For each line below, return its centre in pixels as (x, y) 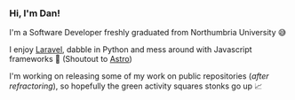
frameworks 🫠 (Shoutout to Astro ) (71, 59)
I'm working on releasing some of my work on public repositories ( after (139, 76)
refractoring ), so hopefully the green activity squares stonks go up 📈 (136, 86)
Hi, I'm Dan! (35, 13)
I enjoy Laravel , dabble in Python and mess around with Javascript (131, 50)
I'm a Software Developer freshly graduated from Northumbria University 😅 (148, 33)
